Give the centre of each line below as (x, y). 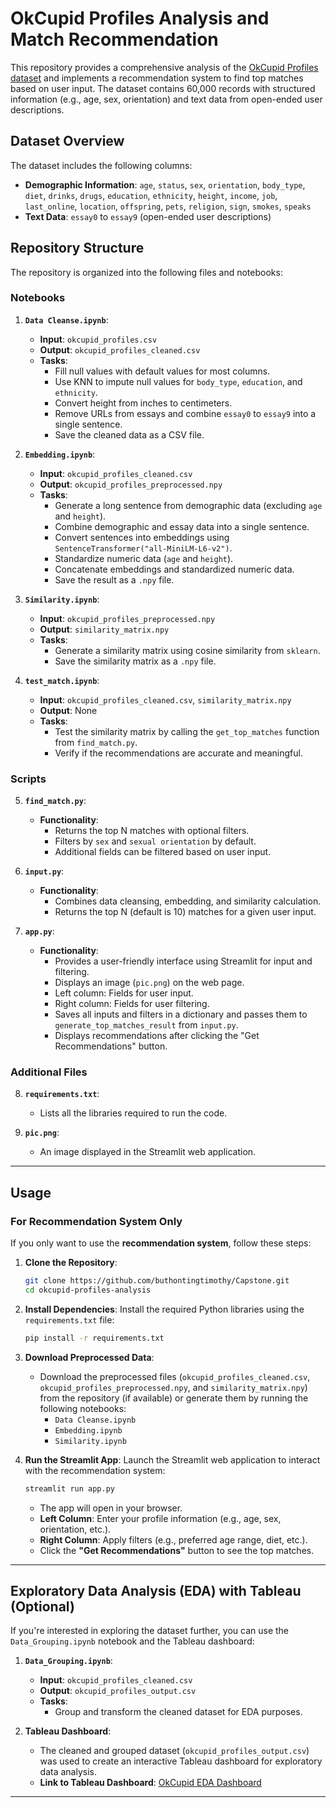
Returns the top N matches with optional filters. (152, 831)
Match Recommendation (114, 39)
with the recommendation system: (95, 1470)
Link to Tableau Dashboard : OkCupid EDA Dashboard (150, 1783)
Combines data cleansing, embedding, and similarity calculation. (188, 901)
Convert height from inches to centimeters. (143, 403)
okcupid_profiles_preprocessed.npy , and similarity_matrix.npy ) (173, 1387)
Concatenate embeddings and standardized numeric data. (174, 569)
